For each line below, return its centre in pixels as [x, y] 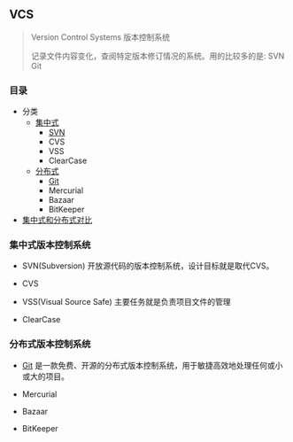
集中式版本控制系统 [50, 245]
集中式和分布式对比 [57, 220]
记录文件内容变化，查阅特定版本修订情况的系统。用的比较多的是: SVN [158, 56]
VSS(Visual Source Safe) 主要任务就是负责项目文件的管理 [126, 302]
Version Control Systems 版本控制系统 [100, 37]
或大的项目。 [45, 376]
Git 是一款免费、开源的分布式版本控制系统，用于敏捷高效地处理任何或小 [152, 365]
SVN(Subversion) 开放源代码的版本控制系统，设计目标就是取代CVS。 [148, 266]
